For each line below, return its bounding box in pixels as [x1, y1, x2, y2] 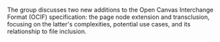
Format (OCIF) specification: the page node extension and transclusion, [7, 13, 210, 21]
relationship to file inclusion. [7, 27, 87, 35]
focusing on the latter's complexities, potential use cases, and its [7, 20, 191, 28]
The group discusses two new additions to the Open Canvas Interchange [7, 6, 214, 14]
